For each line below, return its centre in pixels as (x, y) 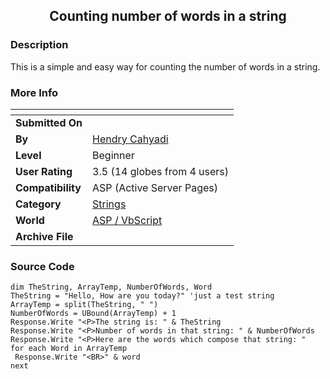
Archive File (44, 236)
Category (38, 204)
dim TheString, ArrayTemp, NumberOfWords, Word (111, 287)
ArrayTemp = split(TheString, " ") (84, 305)
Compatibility (48, 187)
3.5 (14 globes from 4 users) (161, 171)
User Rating (44, 171)
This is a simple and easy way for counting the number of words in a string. (165, 66)
